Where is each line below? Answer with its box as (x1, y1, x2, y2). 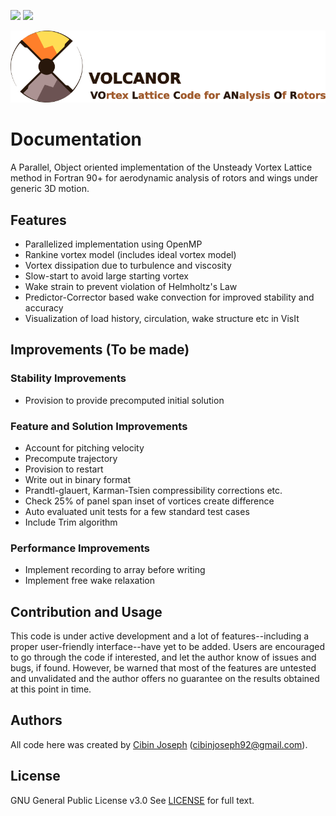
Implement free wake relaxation (24, 575, 156, 587)
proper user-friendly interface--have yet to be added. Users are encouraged (10, 641, 325, 653)
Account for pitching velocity (24, 441, 145, 454)
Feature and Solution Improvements (10, 419, 188, 433)
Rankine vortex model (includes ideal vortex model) (24, 248, 237, 260)
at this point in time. (10, 683, 92, 695)
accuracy (24, 301, 64, 314)
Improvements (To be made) (10, 341, 190, 359)
